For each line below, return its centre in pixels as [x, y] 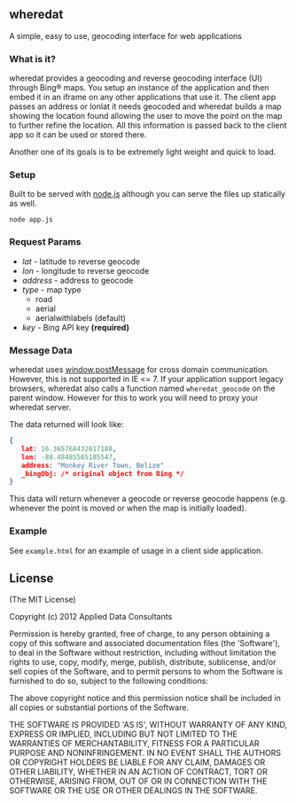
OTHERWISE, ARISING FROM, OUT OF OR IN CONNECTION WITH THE [138, 781]
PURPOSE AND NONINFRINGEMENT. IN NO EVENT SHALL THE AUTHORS [145, 753]
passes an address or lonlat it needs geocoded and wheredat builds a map [145, 106]
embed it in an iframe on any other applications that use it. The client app [143, 97]
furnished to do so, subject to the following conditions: [109, 681]
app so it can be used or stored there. [78, 135]
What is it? [32, 58]
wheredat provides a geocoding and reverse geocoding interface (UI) [136, 78]
